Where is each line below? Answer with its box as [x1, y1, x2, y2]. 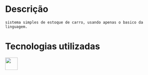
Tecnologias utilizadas [5, 41, 100, 52]
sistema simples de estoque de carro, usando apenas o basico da [5, 20, 143, 25]
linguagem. [5, 24, 28, 29]
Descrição [5, 3, 49, 15]
